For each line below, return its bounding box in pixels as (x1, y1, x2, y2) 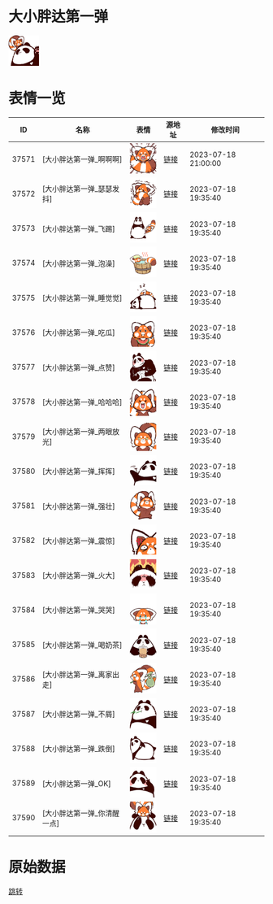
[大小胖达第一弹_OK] (41, 778, 111, 789)
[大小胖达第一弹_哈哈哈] (41, 397, 123, 406)
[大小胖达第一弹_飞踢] (41, 224, 115, 233)
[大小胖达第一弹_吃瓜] (41, 328, 115, 337)
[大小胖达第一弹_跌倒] (41, 744, 115, 754)
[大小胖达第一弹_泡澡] (41, 258, 115, 268)
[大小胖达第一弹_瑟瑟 (41, 184, 113, 193)
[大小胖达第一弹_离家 (41, 669, 113, 679)
